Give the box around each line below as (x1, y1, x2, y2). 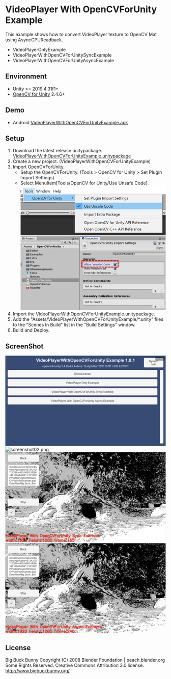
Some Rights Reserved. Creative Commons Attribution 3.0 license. (5, 662, 144, 668)
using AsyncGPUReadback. (5, 37, 63, 43)
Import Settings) (20, 175, 54, 181)
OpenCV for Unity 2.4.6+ (12, 91, 65, 97)
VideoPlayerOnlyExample (12, 46, 66, 52)
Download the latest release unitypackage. (12, 148, 103, 154)
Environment (5, 72, 47, 81)
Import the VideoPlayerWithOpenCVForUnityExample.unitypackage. (12, 311, 155, 317)
